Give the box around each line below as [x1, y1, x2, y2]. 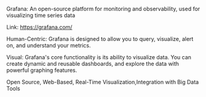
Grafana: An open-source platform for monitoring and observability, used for [6, 5, 200, 12]
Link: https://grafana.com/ [6, 24, 73, 31]
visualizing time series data [6, 12, 76, 19]
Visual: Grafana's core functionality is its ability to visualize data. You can [6, 54, 192, 60]
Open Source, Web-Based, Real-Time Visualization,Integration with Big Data [6, 79, 199, 85]
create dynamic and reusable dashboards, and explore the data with [6, 60, 180, 67]
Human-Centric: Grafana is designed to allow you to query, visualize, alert [6, 35, 194, 42]
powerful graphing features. [6, 66, 77, 74]
